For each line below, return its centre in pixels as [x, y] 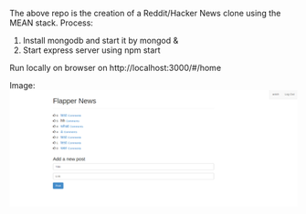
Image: [22, 85]
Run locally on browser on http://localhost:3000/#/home [116, 68]
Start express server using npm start [92, 50]
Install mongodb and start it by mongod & [100, 41]
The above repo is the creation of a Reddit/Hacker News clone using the [145, 13]
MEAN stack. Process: [52, 23]
